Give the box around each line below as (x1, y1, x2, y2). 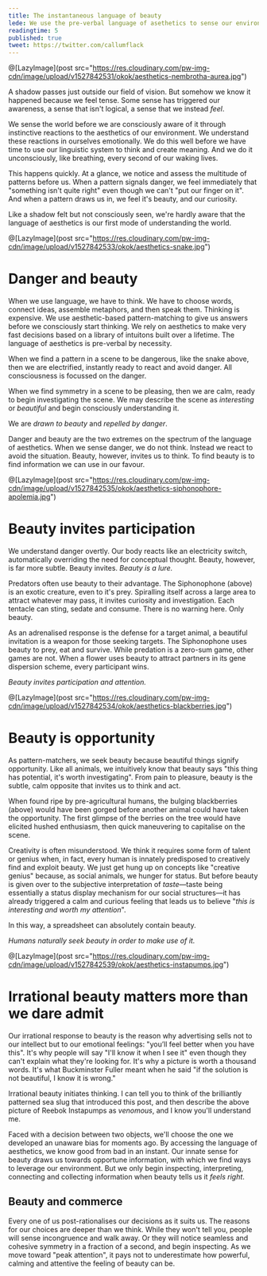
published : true (8, 33, 62, 42)
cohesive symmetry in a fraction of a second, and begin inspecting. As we (8, 1241, 251, 1251)
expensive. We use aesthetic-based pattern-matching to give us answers (8, 313, 249, 323)
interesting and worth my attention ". (8, 905, 126, 914)
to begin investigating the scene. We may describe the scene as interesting (8, 395, 254, 405)
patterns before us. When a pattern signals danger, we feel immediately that (8, 177, 257, 187)
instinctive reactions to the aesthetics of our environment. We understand (8, 128, 249, 138)
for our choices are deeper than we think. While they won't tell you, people (8, 1224, 253, 1234)
